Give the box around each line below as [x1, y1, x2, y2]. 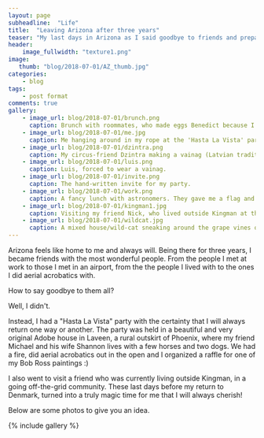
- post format [22, 92, 68, 100]
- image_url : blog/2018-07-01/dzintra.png [22, 143, 163, 151]
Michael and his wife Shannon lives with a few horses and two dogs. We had [8, 342, 256, 351]
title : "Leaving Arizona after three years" [8, 26, 159, 34]
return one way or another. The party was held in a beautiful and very [8, 325, 233, 334]
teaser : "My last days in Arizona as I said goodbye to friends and [8, 33, 237, 42]
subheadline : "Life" [8, 19, 79, 27]
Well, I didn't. [8, 301, 51, 310]
